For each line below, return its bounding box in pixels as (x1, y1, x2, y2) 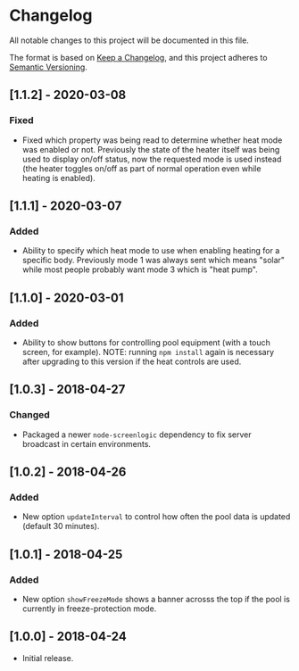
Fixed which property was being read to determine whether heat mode (21, 135, 283, 145)
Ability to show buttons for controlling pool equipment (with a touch (21, 337, 270, 348)
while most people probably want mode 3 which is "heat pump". (21, 264, 259, 275)
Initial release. (21, 652, 74, 663)
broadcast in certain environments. (21, 438, 152, 449)
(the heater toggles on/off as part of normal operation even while (21, 162, 262, 174)
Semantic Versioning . (9, 62, 87, 72)
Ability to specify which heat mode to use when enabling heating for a (21, 245, 280, 256)
